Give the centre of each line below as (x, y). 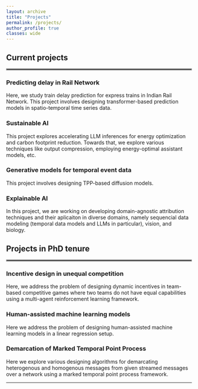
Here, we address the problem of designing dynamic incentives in (86, 286)
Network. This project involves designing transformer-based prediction (92, 102)
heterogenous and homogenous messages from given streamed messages (97, 368)
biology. (16, 230)
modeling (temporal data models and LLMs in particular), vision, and (89, 224)
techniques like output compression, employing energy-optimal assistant (94, 149)
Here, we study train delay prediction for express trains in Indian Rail (89, 96)
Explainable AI (27, 198)
